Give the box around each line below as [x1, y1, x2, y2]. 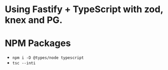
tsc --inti [12, 61, 36, 66]
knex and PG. [5, 14, 63, 26]
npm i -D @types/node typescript [12, 55, 84, 60]
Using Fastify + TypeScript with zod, [5, 4, 163, 15]
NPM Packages [5, 38, 71, 49]
